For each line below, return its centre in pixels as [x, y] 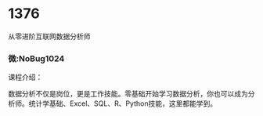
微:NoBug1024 [36, 58]
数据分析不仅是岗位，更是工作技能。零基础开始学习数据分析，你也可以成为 [128, 94]
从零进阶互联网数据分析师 [49, 36]
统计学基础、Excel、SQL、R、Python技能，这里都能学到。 [123, 103]
